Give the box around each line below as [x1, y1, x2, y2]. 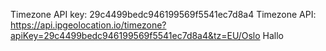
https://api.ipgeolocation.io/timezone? [10, 19, 167, 31]
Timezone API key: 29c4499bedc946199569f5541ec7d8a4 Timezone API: [10, 9, 317, 20]
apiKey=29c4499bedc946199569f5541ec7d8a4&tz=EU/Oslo [10, 30, 261, 41]
